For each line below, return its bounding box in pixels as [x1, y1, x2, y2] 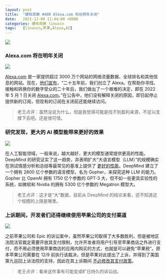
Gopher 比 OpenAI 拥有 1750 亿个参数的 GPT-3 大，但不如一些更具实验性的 [5, 175, 158, 181]
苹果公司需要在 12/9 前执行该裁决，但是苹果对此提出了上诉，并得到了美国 [9, 252, 159, 258]
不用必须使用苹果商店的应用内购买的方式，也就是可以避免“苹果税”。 [18, 246, 157, 252]
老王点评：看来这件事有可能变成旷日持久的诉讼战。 [17, 269, 122, 275]
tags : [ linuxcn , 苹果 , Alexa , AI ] [5, 26, 73, 31]
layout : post [5, 7, 32, 12]
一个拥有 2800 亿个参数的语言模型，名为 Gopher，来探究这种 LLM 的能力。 [5, 169, 159, 175]
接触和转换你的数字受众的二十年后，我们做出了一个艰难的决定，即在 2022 [5, 86, 156, 92]
